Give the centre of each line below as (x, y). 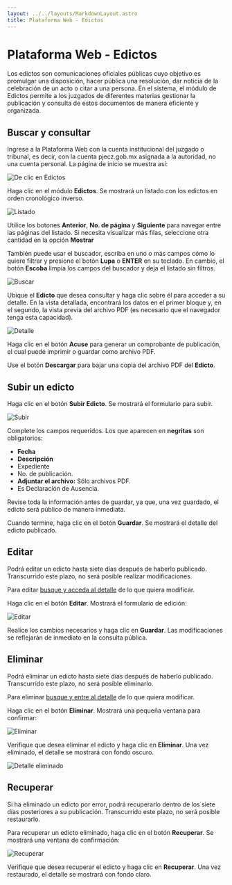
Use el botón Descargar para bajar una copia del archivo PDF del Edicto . (111, 365)
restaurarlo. (24, 819)
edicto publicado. (32, 530)
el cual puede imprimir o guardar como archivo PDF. (81, 352)
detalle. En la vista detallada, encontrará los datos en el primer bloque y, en (114, 302)
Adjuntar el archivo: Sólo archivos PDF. (74, 481)
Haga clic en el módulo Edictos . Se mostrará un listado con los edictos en (113, 191)
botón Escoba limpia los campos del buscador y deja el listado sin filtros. (111, 268)
